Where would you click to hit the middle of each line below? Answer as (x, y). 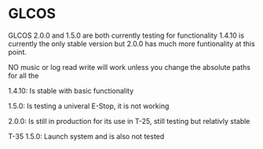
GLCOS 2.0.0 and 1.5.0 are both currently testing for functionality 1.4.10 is (126, 35)
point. (18, 52)
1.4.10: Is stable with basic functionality (71, 90)
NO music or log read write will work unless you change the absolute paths (130, 67)
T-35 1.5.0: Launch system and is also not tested (86, 136)
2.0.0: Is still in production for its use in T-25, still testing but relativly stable (129, 121)
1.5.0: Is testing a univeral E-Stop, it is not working (89, 106)
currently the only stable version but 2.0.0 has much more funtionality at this (131, 43)
